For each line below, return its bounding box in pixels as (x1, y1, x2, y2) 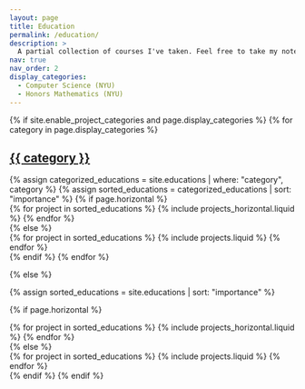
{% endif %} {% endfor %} (9, 252, 110, 263)
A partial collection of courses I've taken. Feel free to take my (17, 47, 279, 56)
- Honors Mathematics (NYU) (17, 89, 124, 98)
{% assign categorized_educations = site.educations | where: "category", (9, 175, 284, 185)
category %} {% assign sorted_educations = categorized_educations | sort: (9, 184, 292, 195)
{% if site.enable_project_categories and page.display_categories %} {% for (9, 115, 293, 125)
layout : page (9, 13, 59, 23)
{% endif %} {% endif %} (9, 370, 104, 382)
